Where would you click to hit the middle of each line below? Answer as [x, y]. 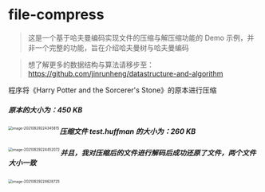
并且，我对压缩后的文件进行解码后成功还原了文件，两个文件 [158, 153]
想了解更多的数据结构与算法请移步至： [91, 65]
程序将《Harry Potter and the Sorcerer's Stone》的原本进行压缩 [113, 90]
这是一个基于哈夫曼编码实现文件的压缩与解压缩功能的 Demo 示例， [137, 37]
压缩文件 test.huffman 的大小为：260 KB [128, 131]
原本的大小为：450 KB [45, 110]
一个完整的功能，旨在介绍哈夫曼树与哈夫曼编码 [112, 47]
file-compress [56, 15]
